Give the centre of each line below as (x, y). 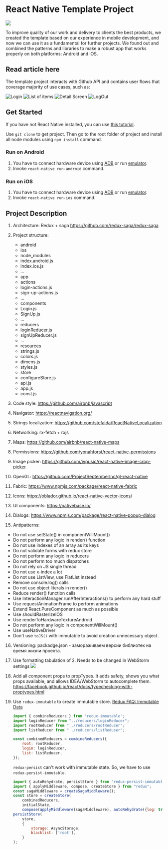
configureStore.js (38, 377)
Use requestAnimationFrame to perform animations (66, 603)
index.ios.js (32, 266)
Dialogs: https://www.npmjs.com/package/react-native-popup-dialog (84, 515)
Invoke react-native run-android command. (59, 168)
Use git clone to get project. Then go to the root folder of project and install (84, 134)
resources (31, 346)
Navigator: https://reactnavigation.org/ (52, 413)
